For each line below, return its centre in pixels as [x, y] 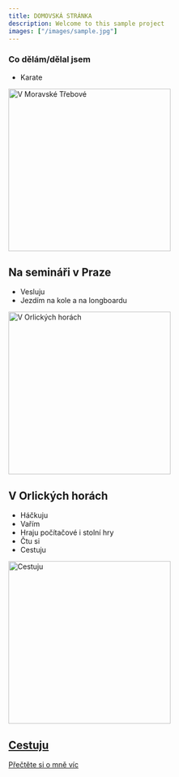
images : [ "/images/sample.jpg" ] [63, 31]
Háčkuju [34, 515]
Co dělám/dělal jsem [49, 59]
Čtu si [30, 541]
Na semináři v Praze [60, 273]
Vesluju [32, 292]
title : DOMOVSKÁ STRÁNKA [50, 16]
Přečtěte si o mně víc [44, 765]
